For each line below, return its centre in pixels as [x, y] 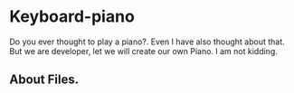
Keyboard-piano [72, 17]
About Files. [44, 80]
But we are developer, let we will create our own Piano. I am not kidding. [144, 51]
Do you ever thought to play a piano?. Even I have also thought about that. [147, 42]
